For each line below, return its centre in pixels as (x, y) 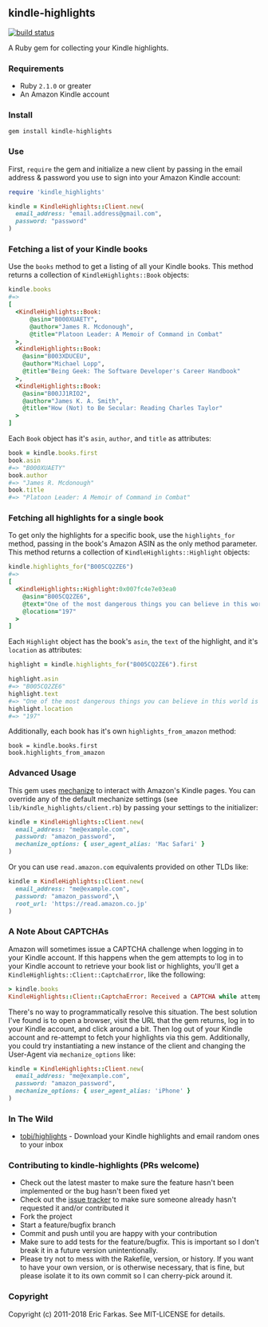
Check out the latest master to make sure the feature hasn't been (127, 1183)
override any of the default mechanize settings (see (93, 799)
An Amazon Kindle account (65, 94)
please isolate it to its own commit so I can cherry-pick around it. (126, 1276)
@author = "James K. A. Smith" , (73, 401)
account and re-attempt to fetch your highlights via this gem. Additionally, (129, 1037)
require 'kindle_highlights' (57, 192)
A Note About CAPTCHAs (59, 931)
